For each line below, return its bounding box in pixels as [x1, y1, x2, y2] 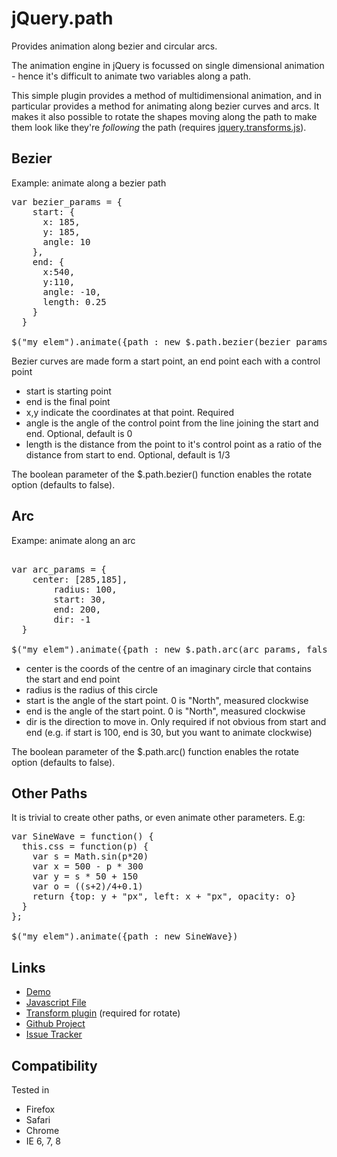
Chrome [25, 1125, 60, 1136]
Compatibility [11, 1057, 98, 1074]
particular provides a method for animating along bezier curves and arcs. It [11, 100, 320, 112]
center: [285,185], [32, 573, 128, 585]
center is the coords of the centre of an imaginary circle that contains [25, 662, 312, 674]
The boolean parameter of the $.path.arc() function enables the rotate [11, 745, 300, 757]
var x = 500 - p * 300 [32, 861, 144, 872]
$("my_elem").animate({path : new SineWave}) [11, 931, 239, 942]
